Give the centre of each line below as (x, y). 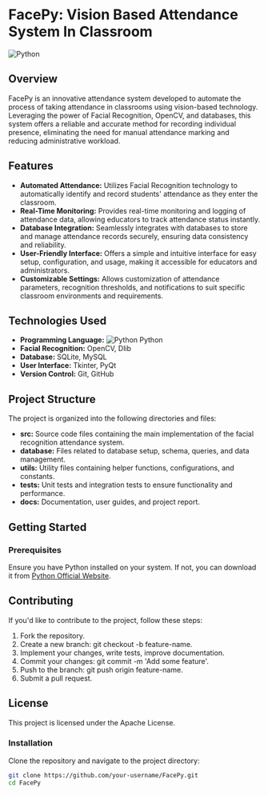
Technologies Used (57, 320)
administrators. (45, 270)
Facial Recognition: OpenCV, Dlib (76, 349)
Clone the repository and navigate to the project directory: (104, 761)
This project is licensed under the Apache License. (92, 722)
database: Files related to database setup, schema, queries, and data (134, 451)
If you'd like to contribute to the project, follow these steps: (105, 620)
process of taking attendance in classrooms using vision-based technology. (133, 106)
